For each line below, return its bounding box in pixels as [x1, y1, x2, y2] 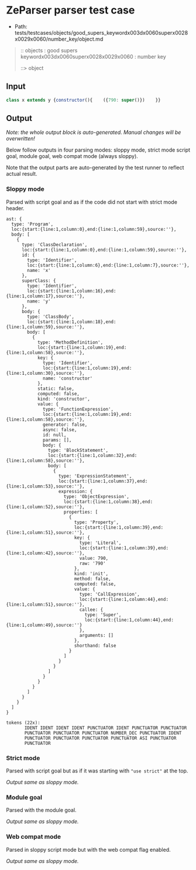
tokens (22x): [6, 720, 41, 725]
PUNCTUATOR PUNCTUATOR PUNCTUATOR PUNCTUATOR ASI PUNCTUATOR [24, 735, 177, 741]
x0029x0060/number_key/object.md [14, 35, 104, 42]
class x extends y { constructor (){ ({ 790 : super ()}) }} [6, 97, 161, 103]
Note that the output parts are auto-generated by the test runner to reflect [6, 164, 184, 171]
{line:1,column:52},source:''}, [6, 503, 85, 510]
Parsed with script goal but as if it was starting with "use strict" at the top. [6, 767, 188, 774]
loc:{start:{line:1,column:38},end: [63, 499, 153, 505]
